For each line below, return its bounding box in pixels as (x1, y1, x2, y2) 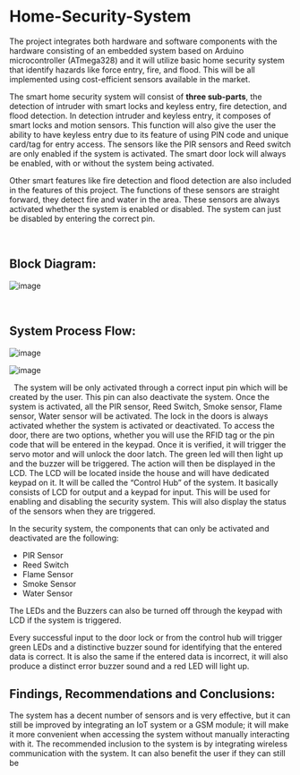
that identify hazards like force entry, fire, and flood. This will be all (9, 64, 255, 75)
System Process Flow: (9, 324, 136, 339)
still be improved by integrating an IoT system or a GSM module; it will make (9, 720, 289, 730)
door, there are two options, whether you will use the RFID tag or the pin (9, 430, 275, 440)
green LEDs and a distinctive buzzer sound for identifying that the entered (9, 642, 282, 652)
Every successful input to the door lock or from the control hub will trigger (9, 632, 283, 643)
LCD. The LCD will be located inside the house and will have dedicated (9, 467, 270, 478)
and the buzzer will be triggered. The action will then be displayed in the (9, 458, 276, 469)
